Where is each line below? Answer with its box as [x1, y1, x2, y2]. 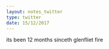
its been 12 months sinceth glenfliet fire [6, 36, 104, 44]
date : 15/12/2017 [6, 20, 50, 26]
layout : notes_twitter [6, 8, 63, 15]
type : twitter [6, 14, 42, 20]
